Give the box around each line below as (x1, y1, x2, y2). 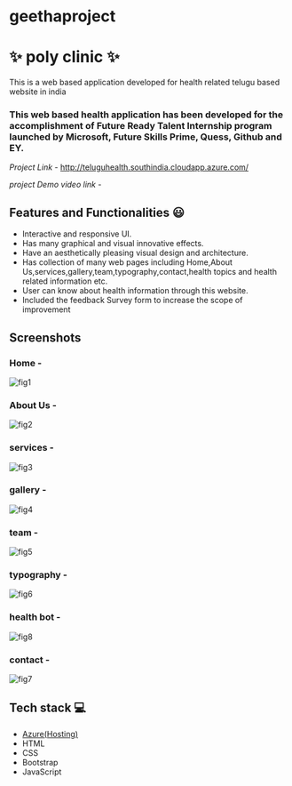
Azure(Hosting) (21, 728, 78, 739)
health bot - (9, 611, 61, 623)
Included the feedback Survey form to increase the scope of (21, 295, 243, 306)
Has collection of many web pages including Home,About (21, 257, 233, 268)
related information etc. (21, 276, 108, 286)
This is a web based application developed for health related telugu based (9, 77, 280, 88)
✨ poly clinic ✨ (9, 47, 120, 68)
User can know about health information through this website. (21, 285, 249, 296)
